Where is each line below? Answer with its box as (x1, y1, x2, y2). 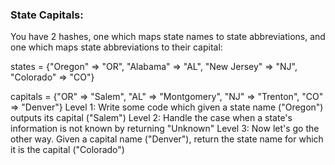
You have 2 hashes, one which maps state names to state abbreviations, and (10, 31, 326, 43)
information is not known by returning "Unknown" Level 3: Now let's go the (10, 123, 320, 135)
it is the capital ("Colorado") (10, 144, 125, 156)
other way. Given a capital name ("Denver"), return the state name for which (10, 133, 324, 145)
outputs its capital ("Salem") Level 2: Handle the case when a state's (10, 112, 293, 124)
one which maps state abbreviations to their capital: (10, 41, 223, 53)
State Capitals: (10, 8, 84, 22)
